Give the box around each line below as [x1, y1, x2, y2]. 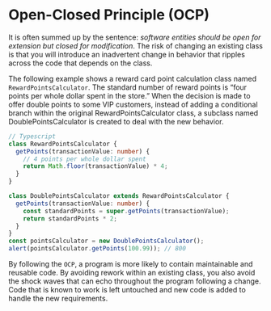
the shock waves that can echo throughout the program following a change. [8, 276, 261, 286]
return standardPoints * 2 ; [23, 214, 117, 223]
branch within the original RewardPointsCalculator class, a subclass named [8, 107, 259, 118]
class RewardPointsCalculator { [8, 140, 117, 148]
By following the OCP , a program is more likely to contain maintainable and [8, 259, 253, 269]
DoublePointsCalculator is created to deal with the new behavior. [8, 116, 224, 126]
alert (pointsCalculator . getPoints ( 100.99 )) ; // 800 [8, 245, 186, 253]
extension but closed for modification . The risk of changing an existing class [8, 40, 263, 50]
